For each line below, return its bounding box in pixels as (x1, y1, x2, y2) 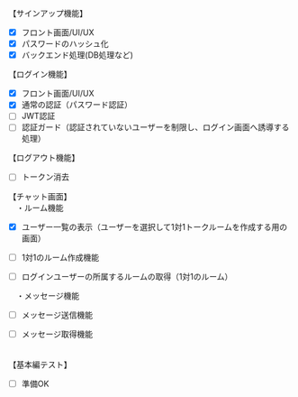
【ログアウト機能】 (8, 152, 80, 163)
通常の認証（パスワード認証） (21, 99, 132, 110)
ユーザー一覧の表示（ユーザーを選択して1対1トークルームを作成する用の (21, 221, 288, 232)
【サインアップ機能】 (8, 8, 87, 18)
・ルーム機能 (15, 202, 64, 213)
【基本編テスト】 (8, 359, 72, 370)
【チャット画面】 (8, 190, 72, 201)
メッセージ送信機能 (21, 309, 94, 320)
